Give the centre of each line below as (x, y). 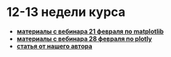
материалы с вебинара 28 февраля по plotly (84, 38)
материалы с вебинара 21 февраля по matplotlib (90, 31)
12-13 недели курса (66, 12)
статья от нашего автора (54, 46)
